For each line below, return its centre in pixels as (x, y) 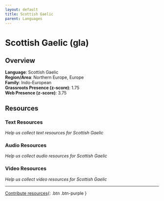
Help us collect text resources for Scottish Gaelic (54, 133)
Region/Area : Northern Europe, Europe (44, 77)
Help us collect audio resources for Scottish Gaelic (56, 156)
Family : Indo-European (28, 83)
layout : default (21, 9)
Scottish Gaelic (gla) (47, 43)
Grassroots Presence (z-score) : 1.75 (42, 88)
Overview (20, 61)
